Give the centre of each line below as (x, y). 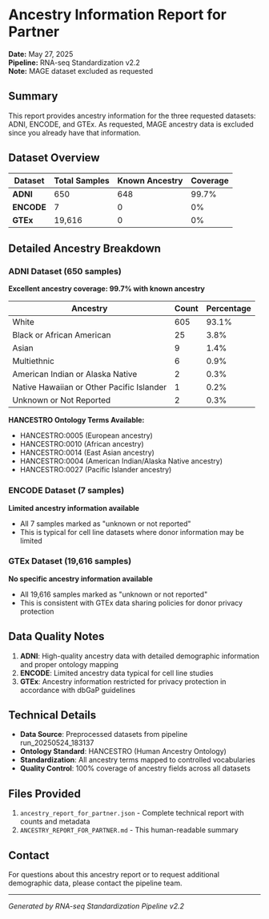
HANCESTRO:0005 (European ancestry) (86, 435)
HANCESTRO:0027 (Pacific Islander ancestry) (96, 470)
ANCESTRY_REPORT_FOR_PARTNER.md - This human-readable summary (129, 830)
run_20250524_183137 (57, 743)
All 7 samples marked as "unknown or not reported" (105, 524)
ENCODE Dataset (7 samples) (66, 491)
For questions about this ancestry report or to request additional (114, 875)
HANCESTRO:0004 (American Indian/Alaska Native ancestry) (121, 461)
